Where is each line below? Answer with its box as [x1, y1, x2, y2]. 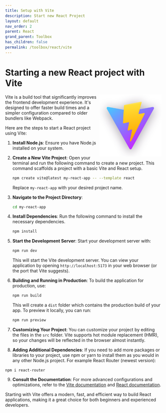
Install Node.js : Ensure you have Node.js [12, 139, 97, 145]
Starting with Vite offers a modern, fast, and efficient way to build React [5, 391, 151, 397]
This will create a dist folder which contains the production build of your [12, 302, 161, 308]
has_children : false [5, 40, 48, 45]
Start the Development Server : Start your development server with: [12, 238, 151, 244]
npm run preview [12, 318, 46, 323]
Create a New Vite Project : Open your [12, 154, 91, 160]
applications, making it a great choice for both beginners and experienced [5, 397, 156, 403]
